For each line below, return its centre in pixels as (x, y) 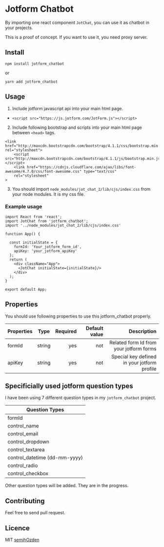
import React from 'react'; (34, 217)
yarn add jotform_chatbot (31, 81)
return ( (18, 260)
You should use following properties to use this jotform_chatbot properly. (78, 316)
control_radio (23, 466)
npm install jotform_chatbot (35, 64)
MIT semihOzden (22, 540)
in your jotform (140, 363)
